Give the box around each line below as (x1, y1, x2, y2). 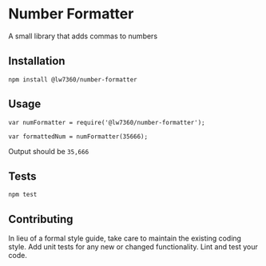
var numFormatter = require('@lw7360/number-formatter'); (8, 118, 205, 126)
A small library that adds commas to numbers (8, 31, 158, 41)
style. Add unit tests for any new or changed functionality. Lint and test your (8, 242, 258, 252)
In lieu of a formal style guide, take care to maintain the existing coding (8, 233, 242, 244)
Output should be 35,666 (8, 146, 89, 156)
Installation (8, 54, 66, 68)
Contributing (8, 212, 73, 226)
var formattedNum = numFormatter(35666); (8, 133, 149, 141)
